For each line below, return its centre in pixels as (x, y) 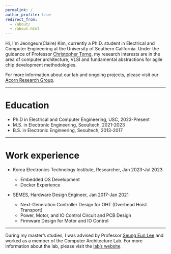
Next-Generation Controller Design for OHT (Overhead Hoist (83, 204)
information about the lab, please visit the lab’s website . (64, 246)
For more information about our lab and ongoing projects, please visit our (82, 75)
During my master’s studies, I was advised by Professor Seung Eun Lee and (84, 235)
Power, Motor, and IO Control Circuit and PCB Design (76, 215)
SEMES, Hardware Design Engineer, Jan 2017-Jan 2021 (70, 195)
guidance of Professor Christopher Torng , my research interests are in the (83, 54)
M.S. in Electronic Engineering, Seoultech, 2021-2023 (69, 125)
